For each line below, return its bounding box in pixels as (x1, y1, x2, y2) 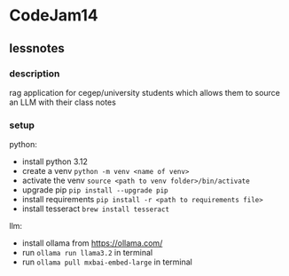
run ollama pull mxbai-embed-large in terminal (21, 256, 192, 267)
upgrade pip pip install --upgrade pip (21, 185, 168, 195)
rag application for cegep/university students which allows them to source (9, 87, 281, 98)
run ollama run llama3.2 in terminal (21, 248, 153, 258)
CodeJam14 (9, 5, 99, 26)
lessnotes (9, 41, 65, 56)
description (9, 67, 60, 80)
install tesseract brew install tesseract (21, 203, 170, 214)
